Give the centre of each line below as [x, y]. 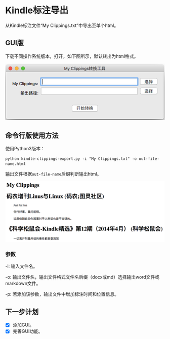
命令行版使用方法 [32, 135]
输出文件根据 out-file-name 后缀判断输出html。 [53, 174]
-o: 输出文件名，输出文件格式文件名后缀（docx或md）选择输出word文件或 [82, 277]
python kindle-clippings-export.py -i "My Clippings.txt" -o [71, 159]
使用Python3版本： [25, 149]
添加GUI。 [23, 325]
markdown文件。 [23, 283]
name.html [16, 164]
